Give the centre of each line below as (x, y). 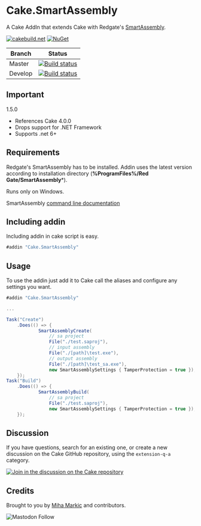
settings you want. (29, 287)
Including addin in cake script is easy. (52, 236)
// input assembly (72, 348)
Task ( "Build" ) (24, 381)
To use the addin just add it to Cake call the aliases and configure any (92, 280)
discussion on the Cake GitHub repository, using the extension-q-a (89, 454)
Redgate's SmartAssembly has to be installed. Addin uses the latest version (99, 167)
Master (19, 64)
